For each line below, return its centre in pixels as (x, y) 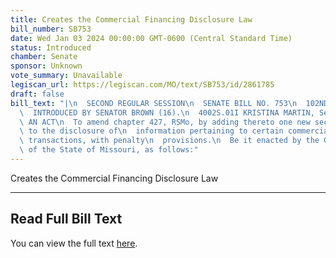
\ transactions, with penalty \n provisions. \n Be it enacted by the (169, 141)
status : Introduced (51, 47)
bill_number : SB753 (51, 29)
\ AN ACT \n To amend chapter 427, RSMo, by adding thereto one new (165, 122)
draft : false (37, 94)
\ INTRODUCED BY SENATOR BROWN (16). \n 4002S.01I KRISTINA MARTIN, (167, 112)
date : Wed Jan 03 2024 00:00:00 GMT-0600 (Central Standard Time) (151, 38)
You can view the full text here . (74, 243)
